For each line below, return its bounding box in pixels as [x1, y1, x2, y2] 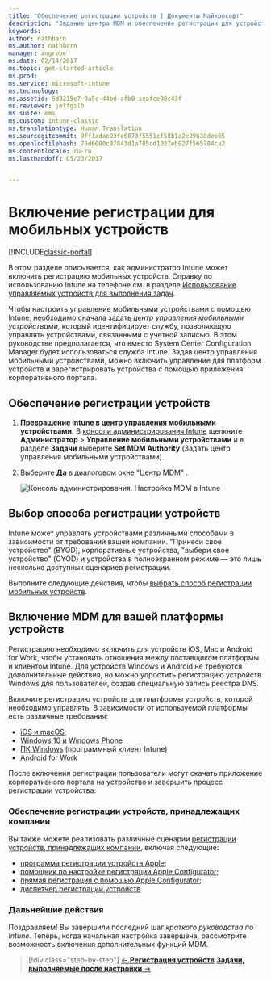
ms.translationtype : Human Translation [8, 124, 143, 132]
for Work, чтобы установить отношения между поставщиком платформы [8, 652, 260, 662]
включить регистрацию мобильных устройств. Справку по [8, 271, 213, 281]
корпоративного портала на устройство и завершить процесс [8, 777, 223, 786]
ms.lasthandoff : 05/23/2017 [8, 154, 103, 162]
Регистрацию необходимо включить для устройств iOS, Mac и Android [8, 644, 253, 654]
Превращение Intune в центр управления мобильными [19, 417, 216, 427]
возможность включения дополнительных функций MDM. [8, 940, 208, 950]
